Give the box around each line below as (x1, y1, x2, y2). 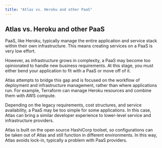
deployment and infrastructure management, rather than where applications (5, 82, 157, 88)
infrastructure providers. (5, 117, 54, 124)
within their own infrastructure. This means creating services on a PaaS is (5, 43, 153, 49)
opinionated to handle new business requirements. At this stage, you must (5, 63, 154, 68)
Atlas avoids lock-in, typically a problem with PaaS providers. (5, 137, 127, 143)
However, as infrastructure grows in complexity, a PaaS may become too (5, 58, 151, 64)
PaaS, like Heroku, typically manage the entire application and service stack (5, 38, 157, 44)
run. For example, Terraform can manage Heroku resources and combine (5, 88, 152, 94)
